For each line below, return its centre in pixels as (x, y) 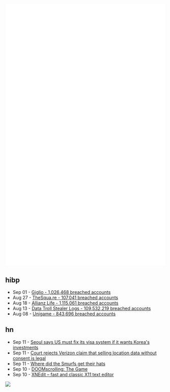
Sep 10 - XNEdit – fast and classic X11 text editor (63, 374)
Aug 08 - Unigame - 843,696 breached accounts (64, 314)
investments (25, 347)
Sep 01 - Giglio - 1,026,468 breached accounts (62, 292)
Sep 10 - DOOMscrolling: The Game (50, 369)
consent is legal (29, 358)
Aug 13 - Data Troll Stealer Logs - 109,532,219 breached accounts (82, 308)
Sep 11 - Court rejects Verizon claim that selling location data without (84, 353)
